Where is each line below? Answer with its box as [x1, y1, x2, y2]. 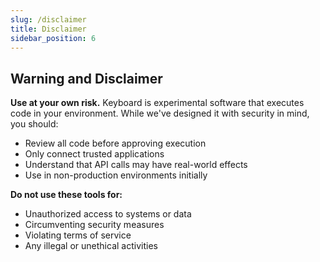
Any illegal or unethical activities [24, 240, 158, 252]
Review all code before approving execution [24, 137, 207, 150]
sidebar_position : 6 [10, 33, 97, 43]
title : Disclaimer [10, 24, 87, 34]
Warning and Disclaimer [10, 70, 163, 87]
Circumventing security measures [24, 219, 165, 231]
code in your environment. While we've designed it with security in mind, [10, 107, 310, 120]
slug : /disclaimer [10, 14, 87, 25]
